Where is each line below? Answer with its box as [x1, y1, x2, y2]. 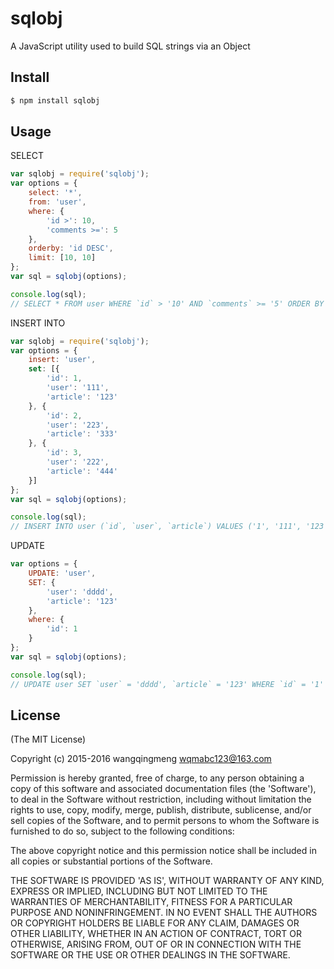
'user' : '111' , [46, 383, 110, 393]
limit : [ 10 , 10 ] [28, 253, 97, 263]
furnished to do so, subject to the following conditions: [10, 825, 235, 837]
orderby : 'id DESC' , [28, 243, 114, 254]
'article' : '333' [46, 429, 118, 439]
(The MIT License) [10, 733, 87, 746]
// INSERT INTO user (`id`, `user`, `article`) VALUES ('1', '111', [10, 522, 302, 532]
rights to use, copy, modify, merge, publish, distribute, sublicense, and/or [10, 804, 312, 816]
